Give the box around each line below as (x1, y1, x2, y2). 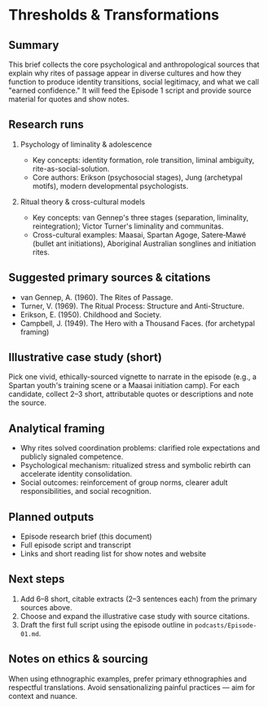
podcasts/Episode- (194, 621, 257, 630)
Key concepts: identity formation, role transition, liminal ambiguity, (32, 155, 255, 164)
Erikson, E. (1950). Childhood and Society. (20, 309, 161, 319)
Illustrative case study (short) (8, 351, 163, 364)
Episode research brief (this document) (20, 531, 152, 542)
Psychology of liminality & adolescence (20, 139, 152, 149)
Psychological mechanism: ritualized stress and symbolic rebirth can (20, 460, 251, 470)
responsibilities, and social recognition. (20, 487, 152, 496)
